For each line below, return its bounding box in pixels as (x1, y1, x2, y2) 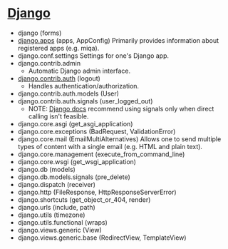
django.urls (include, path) (17, 203, 96, 211)
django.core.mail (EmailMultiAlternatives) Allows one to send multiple (17, 134, 222, 143)
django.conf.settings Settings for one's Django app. (17, 51, 170, 60)
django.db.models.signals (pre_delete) (17, 173, 130, 181)
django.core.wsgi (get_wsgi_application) (17, 157, 137, 166)
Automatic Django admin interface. (28, 66, 131, 75)
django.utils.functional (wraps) (17, 218, 108, 226)
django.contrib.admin (17, 59, 81, 67)
